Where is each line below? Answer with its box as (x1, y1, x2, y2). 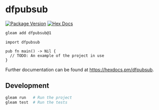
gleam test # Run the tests (5, 100, 68, 105)
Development (5, 81, 50, 90)
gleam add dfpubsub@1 (5, 30, 52, 35)
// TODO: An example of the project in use (10, 53, 104, 58)
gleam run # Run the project (5, 95, 72, 100)
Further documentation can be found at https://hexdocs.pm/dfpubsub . (5, 67, 154, 73)
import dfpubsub (5, 39, 40, 45)
